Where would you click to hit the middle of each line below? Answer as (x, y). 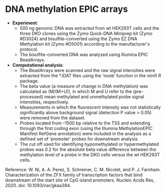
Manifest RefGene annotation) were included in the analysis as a (85, 133)
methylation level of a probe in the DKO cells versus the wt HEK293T (90, 154)
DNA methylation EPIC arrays (67, 9)
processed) (31, 96)
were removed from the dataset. (53, 118)
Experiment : (25, 23)
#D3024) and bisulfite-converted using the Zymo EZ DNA (79, 39)
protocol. (29, 49)
